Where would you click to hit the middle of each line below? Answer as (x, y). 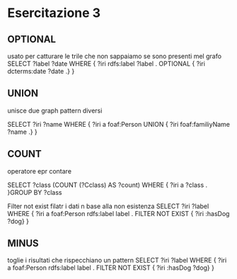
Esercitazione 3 (54, 13)
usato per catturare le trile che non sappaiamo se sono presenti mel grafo (114, 56)
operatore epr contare (40, 171)
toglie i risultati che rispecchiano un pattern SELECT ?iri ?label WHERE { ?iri (117, 261)
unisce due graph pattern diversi (55, 110)
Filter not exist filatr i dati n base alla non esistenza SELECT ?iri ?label (108, 206)
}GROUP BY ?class (35, 192)
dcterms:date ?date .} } (41, 71)
